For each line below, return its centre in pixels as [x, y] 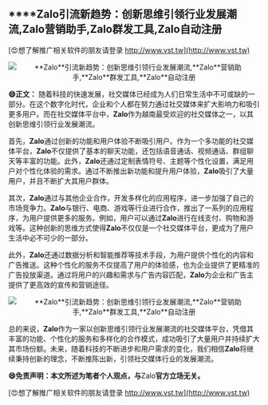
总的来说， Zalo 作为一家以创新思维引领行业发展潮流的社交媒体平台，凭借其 [131, 328]
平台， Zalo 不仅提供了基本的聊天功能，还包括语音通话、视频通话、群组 [131, 151]
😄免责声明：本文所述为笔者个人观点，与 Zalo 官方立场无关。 [106, 375]
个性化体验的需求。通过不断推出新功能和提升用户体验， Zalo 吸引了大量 [138, 171]
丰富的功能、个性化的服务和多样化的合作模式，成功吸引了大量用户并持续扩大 [134, 339]
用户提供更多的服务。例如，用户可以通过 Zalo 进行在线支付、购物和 [138, 217]
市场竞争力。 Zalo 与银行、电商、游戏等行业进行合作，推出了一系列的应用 [128, 208]
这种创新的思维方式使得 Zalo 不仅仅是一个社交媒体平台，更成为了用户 [141, 228]
